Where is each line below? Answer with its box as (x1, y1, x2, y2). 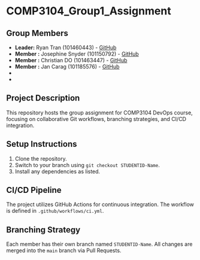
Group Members (6, 28, 69, 38)
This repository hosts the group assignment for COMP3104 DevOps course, (6, 109, 193, 116)
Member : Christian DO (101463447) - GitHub (14, 57, 128, 64)
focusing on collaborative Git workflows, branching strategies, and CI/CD (6, 115, 187, 122)
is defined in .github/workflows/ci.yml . (6, 207, 104, 214)
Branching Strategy (6, 225, 81, 235)
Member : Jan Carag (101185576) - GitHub (14, 63, 120, 70)
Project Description (6, 93, 80, 103)
